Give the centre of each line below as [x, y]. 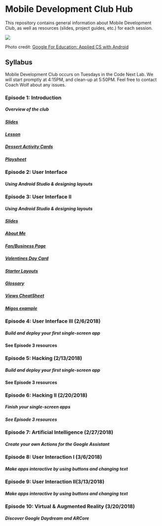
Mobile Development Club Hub [69, 9]
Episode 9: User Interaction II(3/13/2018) [55, 482]
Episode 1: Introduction [33, 97]
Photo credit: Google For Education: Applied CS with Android [67, 47]
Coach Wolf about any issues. [36, 84]
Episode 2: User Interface [36, 172]
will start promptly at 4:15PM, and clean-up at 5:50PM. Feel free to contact [81, 80]
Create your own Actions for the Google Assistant [57, 444]
